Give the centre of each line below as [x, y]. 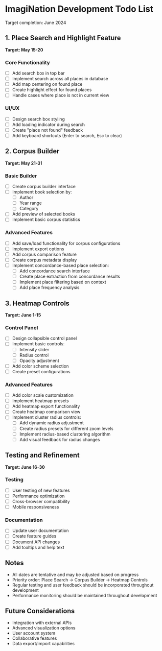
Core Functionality [28, 62]
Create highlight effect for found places [52, 90]
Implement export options [38, 249]
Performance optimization [38, 496]
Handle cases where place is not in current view [61, 95]
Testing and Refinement [42, 455]
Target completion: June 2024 [35, 23]
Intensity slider [35, 349]
